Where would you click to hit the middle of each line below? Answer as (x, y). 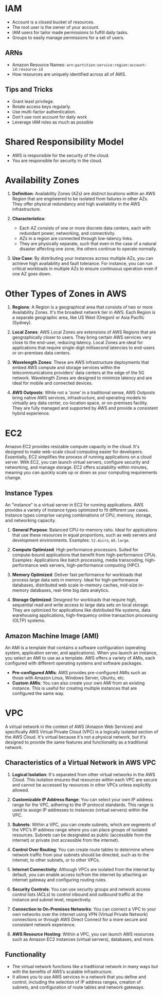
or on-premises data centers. (41, 353)
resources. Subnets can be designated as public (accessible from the (82, 835)
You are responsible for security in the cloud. (57, 160)
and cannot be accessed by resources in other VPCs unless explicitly (81, 785)
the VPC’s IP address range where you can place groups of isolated (80, 829)
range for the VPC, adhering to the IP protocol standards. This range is (83, 805)
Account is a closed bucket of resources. (53, 22)
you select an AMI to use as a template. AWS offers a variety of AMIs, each (80, 658)
